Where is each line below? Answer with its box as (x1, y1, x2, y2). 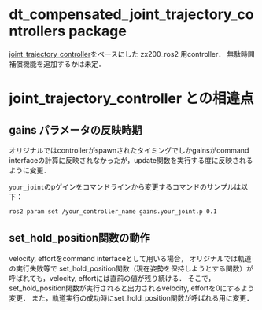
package (68, 22, 127, 40)
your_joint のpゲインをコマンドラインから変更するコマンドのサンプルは (9, 182, 242, 191)
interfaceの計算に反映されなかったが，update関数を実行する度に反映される (9, 155, 253, 164)
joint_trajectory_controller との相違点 (9, 90, 254, 108)
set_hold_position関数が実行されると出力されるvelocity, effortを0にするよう (9, 283, 255, 293)
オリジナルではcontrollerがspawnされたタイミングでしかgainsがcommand (9, 146, 249, 155)
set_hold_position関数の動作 (9, 231, 150, 245)
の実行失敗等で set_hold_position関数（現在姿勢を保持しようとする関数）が (9, 264, 254, 273)
